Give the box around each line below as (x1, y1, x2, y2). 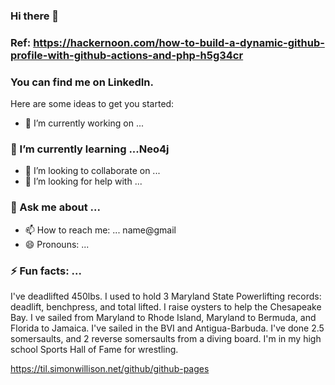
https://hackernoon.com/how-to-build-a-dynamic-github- (33, 35, 325, 49)
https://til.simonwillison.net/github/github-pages (10, 363, 210, 375)
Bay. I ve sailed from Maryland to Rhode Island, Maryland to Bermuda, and (10, 312, 317, 324)
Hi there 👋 (10, 9, 60, 23)
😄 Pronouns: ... (24, 238, 90, 250)
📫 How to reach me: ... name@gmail (24, 224, 177, 236)
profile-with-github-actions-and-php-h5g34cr (10, 48, 244, 62)
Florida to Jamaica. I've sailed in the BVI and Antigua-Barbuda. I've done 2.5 (10, 322, 325, 334)
